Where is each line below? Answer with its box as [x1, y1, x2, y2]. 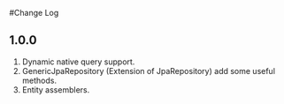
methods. [21, 75, 58, 85]
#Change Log [9, 8, 59, 18]
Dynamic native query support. [21, 56, 135, 67]
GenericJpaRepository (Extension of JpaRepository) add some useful [21, 65, 276, 76]
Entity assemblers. [21, 84, 90, 95]
